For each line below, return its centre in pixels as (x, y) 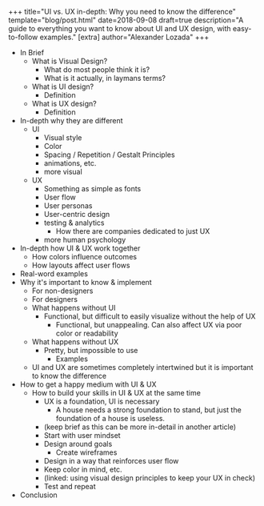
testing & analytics (74, 223)
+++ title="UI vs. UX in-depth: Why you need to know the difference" (122, 12)
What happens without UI (74, 308)
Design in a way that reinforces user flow (111, 461)
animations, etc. (70, 163)
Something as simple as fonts (92, 189)
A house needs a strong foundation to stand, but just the (148, 410)
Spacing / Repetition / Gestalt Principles (109, 155)
